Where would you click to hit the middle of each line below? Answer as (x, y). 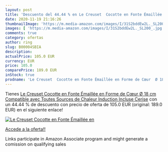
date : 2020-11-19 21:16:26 (33, 19)
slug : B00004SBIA (23, 47)
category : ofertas (24, 38)
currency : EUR (20, 61)
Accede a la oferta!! (25, 129)
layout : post (19, 10)
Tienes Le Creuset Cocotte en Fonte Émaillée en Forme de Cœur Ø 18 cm (81, 93)
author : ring (19, 42)
